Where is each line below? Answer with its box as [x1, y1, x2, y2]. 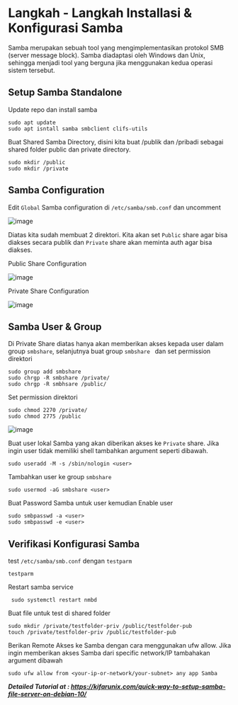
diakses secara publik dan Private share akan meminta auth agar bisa [8, 238, 212, 246]
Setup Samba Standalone [8, 86, 123, 98]
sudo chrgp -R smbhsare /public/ [8, 381, 107, 388]
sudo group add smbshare [8, 368, 81, 376]
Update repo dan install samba [8, 105, 98, 114]
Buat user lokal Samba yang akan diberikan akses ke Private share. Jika [8, 439, 220, 447]
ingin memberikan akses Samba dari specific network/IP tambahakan [8, 649, 211, 658]
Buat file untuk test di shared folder [8, 609, 111, 617]
